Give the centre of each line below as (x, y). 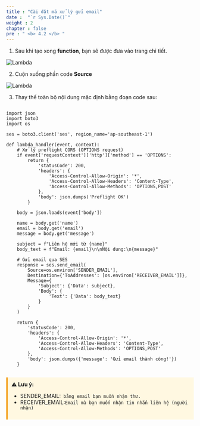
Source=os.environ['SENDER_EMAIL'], (73, 270)
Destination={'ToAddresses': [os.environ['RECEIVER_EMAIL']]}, (107, 275)
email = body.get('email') (50, 229)
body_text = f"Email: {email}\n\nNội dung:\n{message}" (88, 249)
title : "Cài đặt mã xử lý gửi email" (54, 12)
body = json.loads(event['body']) (60, 213)
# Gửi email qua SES (42, 260)
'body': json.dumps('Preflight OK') (83, 197)
